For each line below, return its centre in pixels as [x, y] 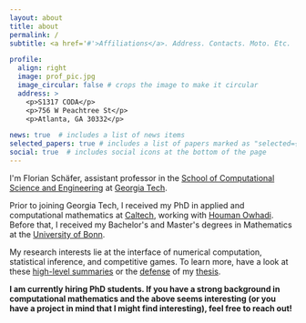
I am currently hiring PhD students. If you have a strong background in [145, 288]
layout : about [36, 18]
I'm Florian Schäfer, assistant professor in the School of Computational [142, 177]
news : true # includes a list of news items [97, 136]
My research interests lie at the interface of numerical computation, [136, 252]
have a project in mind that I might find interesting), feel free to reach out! [151, 308]
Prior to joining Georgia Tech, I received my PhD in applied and [127, 205]
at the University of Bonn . [57, 234]
